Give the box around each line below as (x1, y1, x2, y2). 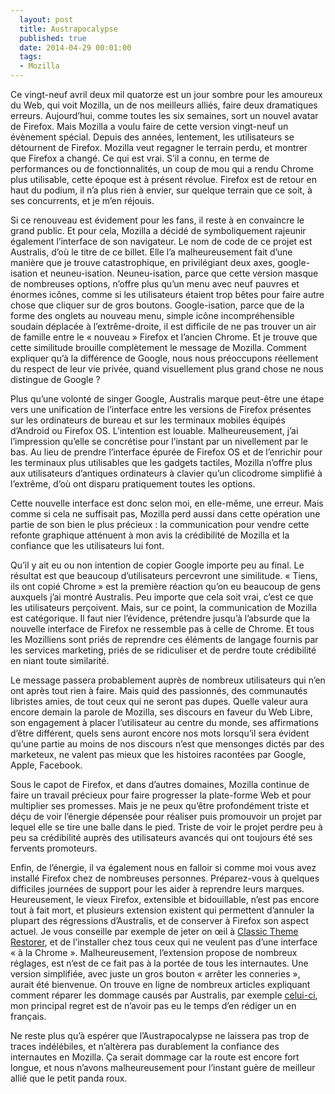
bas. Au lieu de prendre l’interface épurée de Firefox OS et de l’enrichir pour (10, 446, 323, 458)
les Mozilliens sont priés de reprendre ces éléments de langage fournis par (10, 634, 319, 645)
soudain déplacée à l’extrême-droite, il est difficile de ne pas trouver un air (10, 321, 317, 332)
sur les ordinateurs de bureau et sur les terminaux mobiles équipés (10, 414, 286, 426)
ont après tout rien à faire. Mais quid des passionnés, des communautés (10, 685, 308, 696)
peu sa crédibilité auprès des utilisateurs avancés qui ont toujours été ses (10, 832, 313, 843)
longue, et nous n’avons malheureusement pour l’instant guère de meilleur (10, 1062, 316, 1073)
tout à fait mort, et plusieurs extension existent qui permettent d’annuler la (10, 904, 315, 916)
